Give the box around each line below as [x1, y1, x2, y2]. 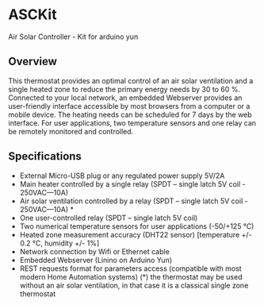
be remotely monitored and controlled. [8, 126, 134, 136]
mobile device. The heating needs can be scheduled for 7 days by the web [8, 110, 252, 119]
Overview [8, 55, 58, 68]
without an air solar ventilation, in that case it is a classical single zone [19, 280, 249, 290]
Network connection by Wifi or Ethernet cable [19, 246, 170, 256]
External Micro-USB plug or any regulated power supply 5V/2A [19, 171, 225, 180]
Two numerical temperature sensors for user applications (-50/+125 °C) [19, 221, 254, 231]
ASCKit [8, 6, 57, 24]
